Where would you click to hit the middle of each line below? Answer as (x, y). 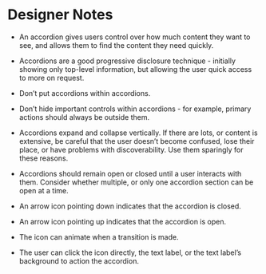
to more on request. (52, 77)
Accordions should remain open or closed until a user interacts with (130, 173)
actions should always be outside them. (84, 117)
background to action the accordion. (79, 260)
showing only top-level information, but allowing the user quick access (135, 69)
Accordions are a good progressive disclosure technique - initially (127, 61)
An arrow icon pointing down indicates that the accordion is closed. (130, 206)
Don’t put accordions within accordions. (85, 93)
